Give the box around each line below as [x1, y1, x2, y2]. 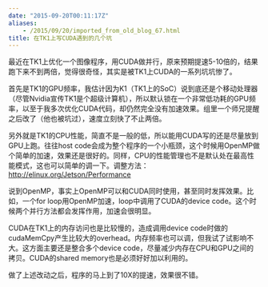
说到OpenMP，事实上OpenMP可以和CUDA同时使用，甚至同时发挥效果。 [8, 186, 247, 196]
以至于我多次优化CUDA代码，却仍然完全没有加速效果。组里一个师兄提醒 [22, 104, 260, 114]
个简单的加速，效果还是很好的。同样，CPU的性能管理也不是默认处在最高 [8, 151, 248, 161]
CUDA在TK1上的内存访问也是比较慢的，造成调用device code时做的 [8, 223, 229, 233]
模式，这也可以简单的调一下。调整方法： [14, 161, 149, 170]
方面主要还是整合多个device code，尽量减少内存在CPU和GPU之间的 [29, 243, 254, 253]
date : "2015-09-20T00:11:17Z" [8, 11, 110, 20]
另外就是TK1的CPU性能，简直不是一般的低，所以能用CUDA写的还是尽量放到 [8, 131, 258, 141]
